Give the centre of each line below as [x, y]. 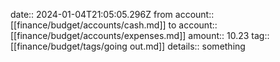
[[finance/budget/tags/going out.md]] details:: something [128, 46]
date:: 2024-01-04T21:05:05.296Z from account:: [112, 14]
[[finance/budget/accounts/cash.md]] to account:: [114, 25]
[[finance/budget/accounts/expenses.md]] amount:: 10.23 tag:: [140, 35]
